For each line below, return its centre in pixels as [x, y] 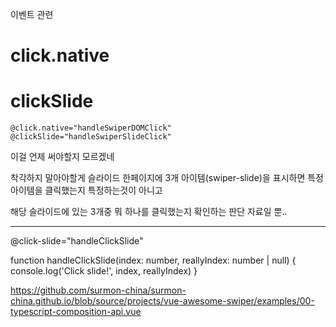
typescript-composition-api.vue [76, 312]
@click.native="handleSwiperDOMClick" [91, 128]
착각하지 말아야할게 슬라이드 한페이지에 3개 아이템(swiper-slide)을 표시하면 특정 [167, 178]
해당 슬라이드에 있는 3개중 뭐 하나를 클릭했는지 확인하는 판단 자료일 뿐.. [149, 212]
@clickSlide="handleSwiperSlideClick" [91, 137]
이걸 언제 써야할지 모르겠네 [62, 157]
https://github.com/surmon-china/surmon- [98, 290]
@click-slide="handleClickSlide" [77, 241]
